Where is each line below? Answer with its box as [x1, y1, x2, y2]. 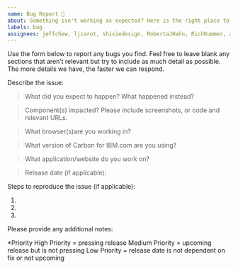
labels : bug [7, 23, 42, 31]
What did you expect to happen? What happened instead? [24, 92, 195, 101]
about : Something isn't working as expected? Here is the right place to [7, 17, 230, 24]
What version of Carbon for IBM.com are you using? [24, 141, 177, 150]
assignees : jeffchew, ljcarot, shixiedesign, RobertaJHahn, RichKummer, [7, 30, 227, 38]
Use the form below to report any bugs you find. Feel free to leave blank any [7, 50, 230, 58]
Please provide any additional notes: [7, 225, 113, 234]
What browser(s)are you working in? [24, 127, 131, 136]
